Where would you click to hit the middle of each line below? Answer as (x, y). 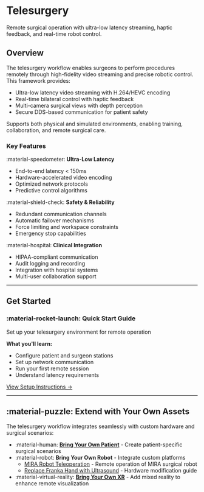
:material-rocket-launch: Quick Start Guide (71, 318)
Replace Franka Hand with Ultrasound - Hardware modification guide (110, 470)
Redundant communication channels (61, 214)
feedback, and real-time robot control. (54, 33)
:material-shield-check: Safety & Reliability (60, 202)
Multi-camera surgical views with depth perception (79, 105)
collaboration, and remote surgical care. (56, 130)
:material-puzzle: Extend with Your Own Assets (98, 412)
